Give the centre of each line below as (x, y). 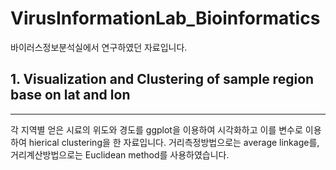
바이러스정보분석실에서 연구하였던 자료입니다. (99, 47)
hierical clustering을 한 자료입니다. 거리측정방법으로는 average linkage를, (174, 142)
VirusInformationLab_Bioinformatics (165, 18)
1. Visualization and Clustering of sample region (162, 79)
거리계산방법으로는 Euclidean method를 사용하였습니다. (120, 154)
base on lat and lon (70, 95)
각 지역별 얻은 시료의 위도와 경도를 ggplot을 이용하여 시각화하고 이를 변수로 (156, 129)
